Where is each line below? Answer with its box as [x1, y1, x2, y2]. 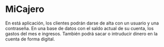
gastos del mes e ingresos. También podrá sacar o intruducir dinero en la [5, 30, 158, 36]
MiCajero [5, 3, 45, 15]
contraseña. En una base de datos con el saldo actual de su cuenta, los [5, 25, 154, 31]
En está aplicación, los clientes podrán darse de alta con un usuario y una [5, 20, 159, 26]
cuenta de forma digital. [5, 36, 55, 42]
